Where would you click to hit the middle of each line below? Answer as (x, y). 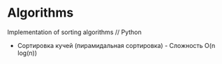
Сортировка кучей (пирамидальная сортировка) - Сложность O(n (116, 45)
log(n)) (27, 53)
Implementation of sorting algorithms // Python (74, 32)
